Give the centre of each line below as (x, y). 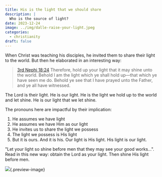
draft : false (18, 41)
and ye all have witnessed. (44, 85)
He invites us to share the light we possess (55, 129)
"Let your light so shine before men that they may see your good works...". (80, 149)
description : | (20, 14)
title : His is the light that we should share (53, 10)
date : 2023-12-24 (23, 23)
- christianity (25, 37)
